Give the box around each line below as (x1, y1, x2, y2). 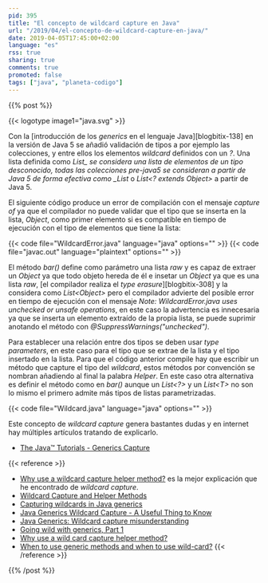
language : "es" (8, 41, 59, 49)
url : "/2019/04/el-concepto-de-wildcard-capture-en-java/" (8, 26, 209, 34)
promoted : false (8, 71, 62, 79)
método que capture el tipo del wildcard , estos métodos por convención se (8, 362, 255, 372)
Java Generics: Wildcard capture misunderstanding (19, 516, 190, 526)
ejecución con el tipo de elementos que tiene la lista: (8, 223, 181, 232)
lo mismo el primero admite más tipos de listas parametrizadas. (8, 388, 217, 397)
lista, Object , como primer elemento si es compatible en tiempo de (8, 215, 227, 224)
